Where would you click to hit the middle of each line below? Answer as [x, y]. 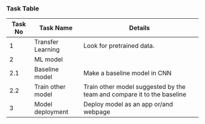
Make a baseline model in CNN [128, 73]
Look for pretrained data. [119, 46]
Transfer [47, 42]
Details [140, 28]
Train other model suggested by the [135, 87]
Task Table [23, 9]
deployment [52, 112]
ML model [49, 60]
